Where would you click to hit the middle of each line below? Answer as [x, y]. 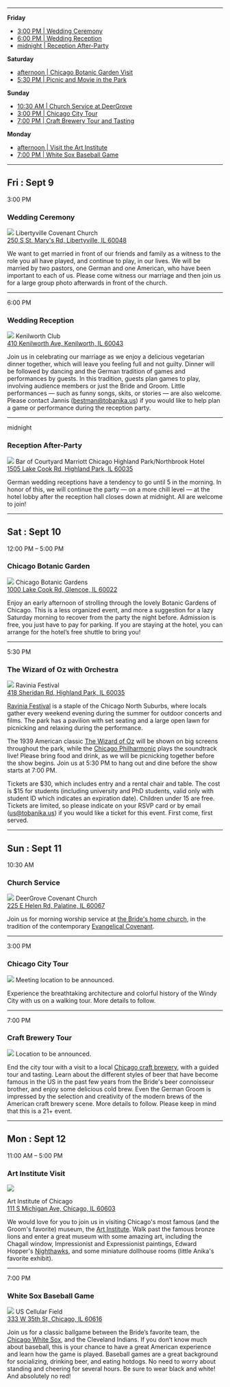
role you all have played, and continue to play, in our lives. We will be [104, 261]
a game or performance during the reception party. [79, 408]
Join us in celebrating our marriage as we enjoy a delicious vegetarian [106, 357]
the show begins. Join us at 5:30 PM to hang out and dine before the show [112, 763]
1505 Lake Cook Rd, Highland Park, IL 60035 [70, 469]
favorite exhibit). [30, 1258]
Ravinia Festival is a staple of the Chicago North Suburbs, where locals [107, 706]
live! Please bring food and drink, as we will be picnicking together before [111, 756]
